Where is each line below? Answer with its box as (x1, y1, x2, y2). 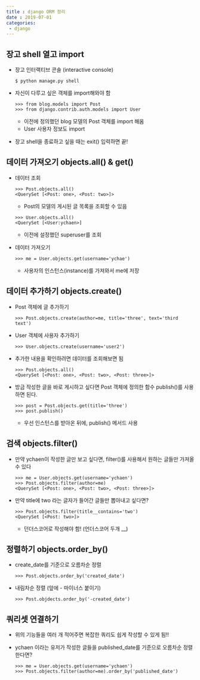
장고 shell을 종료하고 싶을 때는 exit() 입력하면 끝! (14, 138, 128, 145)
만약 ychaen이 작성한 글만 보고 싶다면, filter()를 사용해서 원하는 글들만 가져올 (14, 456, 195, 463)
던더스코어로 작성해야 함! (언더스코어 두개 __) (23, 525, 128, 532)
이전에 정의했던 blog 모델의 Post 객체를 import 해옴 (23, 118, 144, 125)
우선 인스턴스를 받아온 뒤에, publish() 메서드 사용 (23, 419, 139, 426)
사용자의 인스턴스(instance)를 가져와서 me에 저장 (23, 267, 140, 274)
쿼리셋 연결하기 (6, 614, 59, 624)
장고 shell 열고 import (6, 49, 85, 59)
